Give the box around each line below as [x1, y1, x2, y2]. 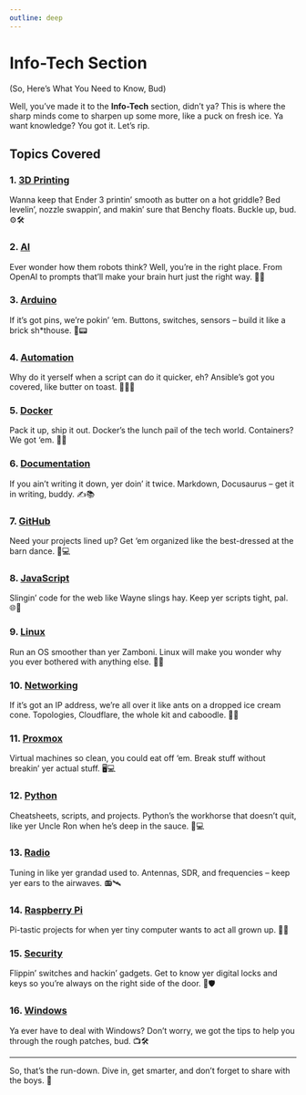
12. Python [9, 789, 57, 802]
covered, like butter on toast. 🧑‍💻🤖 [9, 381, 136, 392]
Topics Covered [9, 146, 101, 162]
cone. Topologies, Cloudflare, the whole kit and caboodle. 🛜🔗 [9, 709, 240, 720]
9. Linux [9, 626, 46, 639]
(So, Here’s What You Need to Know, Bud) [9, 83, 167, 94]
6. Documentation [9, 457, 91, 470]
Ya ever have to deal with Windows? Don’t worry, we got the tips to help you [9, 1025, 296, 1036]
